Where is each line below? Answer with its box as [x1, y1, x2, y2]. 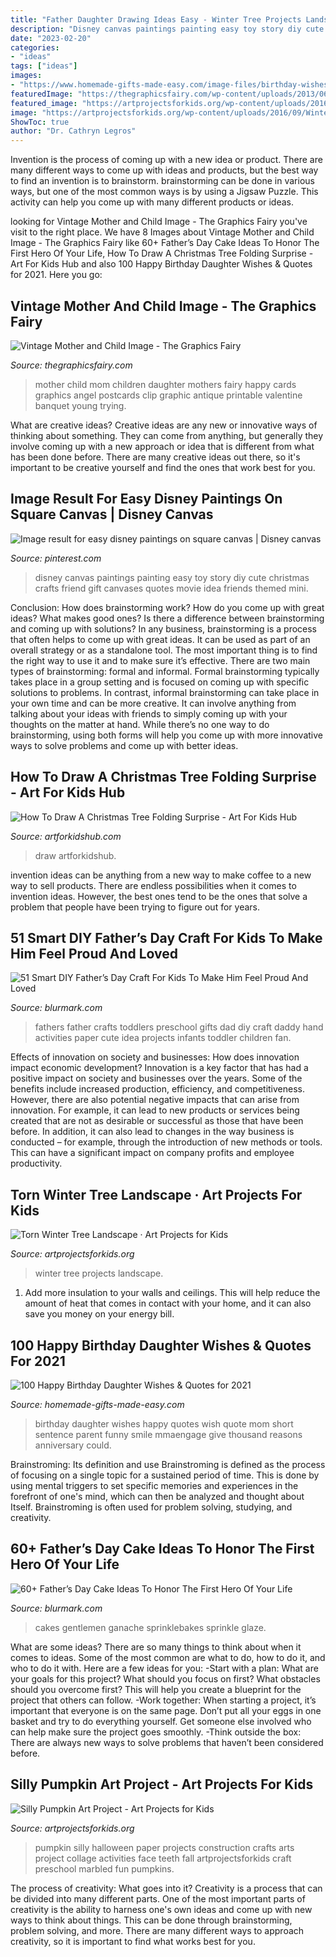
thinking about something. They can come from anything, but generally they [10, 429, 324, 441]
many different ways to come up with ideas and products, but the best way [10, 164, 319, 176]
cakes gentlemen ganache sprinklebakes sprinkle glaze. [34, 1621, 267, 1633]
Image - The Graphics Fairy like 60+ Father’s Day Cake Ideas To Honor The [10, 237, 320, 249]
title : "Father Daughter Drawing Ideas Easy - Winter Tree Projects [10, 14, 302, 25]
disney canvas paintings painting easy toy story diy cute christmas [34, 571, 310, 583]
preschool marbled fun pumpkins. [34, 1862, 175, 1875]
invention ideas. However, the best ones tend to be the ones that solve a [10, 890, 308, 902]
